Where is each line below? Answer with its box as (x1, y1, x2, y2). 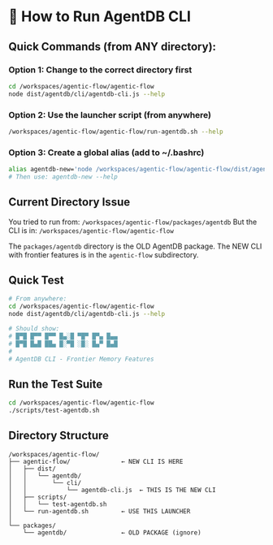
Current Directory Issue (8, 195, 131, 210)
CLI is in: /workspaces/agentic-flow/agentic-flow (8, 225, 175, 235)
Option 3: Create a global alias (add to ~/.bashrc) (8, 146, 205, 158)
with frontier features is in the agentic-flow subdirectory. (8, 249, 199, 259)
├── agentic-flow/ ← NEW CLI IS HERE (8, 457, 184, 465)
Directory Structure (8, 429, 110, 443)
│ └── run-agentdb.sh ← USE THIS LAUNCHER (8, 507, 191, 515)
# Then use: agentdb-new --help (8, 172, 118, 181)
